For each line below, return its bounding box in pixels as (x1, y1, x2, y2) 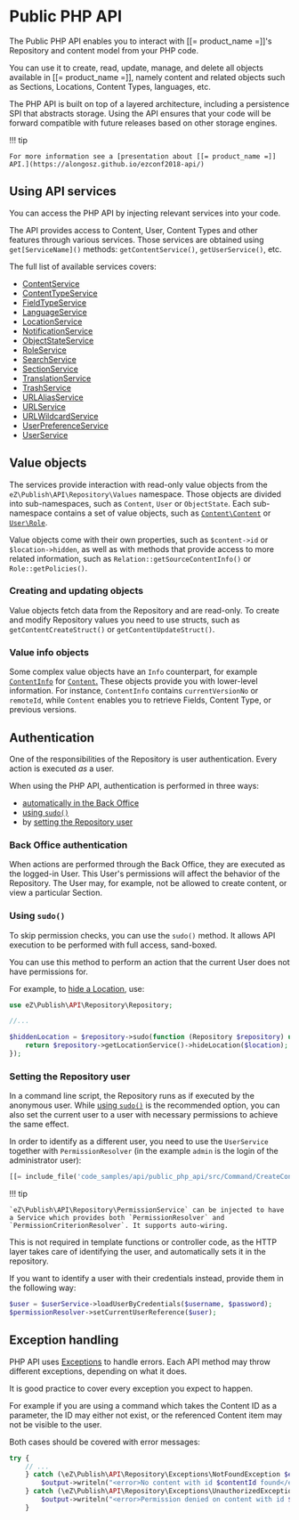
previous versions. (9, 704, 77, 715)
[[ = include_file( (9, 1173, 77, 1182)
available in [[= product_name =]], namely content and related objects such (9, 71, 286, 82)
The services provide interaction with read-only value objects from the (9, 479, 269, 490)
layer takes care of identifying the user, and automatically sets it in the (9, 1247, 267, 1257)
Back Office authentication (9, 839, 128, 851)
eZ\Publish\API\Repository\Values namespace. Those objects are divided (9, 488, 282, 500)
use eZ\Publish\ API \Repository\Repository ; (9, 1000, 174, 1010)
